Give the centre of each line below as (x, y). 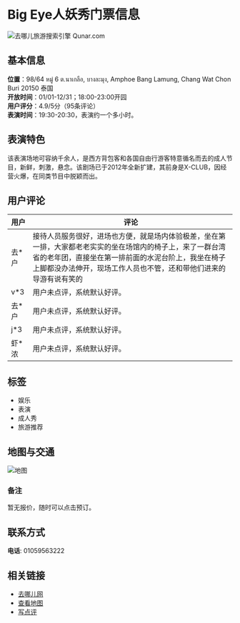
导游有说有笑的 (58, 279)
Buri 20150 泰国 (30, 88)
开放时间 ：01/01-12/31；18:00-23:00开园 (67, 96)
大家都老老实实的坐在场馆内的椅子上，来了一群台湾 (140, 247)
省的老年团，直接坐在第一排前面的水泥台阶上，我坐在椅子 (129, 258)
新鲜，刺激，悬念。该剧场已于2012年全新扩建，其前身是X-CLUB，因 (120, 167)
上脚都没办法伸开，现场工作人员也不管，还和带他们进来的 (129, 269)
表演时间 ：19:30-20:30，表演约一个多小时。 (72, 114)
